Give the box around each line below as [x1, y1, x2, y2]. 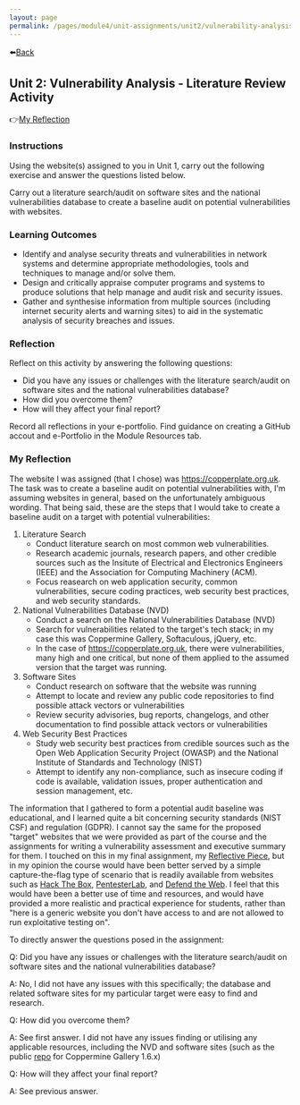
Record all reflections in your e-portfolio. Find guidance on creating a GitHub [9, 421, 291, 432]
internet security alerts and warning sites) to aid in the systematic [21, 305, 263, 316]
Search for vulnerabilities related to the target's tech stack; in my [35, 624, 274, 634]
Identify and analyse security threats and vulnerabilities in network [21, 248, 268, 259]
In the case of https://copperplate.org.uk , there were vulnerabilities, [35, 642, 285, 653]
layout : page [9, 13, 58, 22]
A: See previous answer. [9, 1085, 98, 1096]
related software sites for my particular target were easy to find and [9, 988, 258, 999]
